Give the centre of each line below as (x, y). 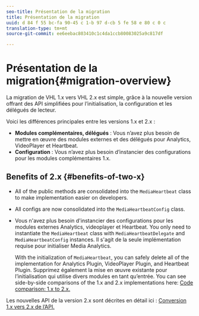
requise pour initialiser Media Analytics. (63, 246)
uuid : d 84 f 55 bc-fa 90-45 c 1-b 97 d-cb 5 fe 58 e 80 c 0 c (86, 23)
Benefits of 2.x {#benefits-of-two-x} (75, 177)
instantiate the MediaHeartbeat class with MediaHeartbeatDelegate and (100, 233)
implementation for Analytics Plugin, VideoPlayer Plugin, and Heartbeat (102, 263)
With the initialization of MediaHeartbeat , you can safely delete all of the (102, 257)
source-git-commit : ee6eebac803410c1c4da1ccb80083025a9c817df (85, 34)
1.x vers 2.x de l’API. (31, 306)
